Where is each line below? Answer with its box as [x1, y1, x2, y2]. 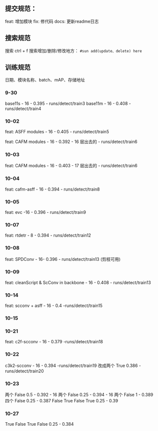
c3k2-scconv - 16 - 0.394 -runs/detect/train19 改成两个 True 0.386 [5, 363, 138, 368]
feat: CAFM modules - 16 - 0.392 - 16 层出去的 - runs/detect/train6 [5, 139, 138, 144]
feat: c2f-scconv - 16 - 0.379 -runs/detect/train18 [5, 339, 103, 345]
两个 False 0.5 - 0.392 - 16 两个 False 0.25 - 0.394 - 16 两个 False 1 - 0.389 [5, 392, 154, 398]
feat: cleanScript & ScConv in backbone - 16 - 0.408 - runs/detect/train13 [5, 279, 151, 285]
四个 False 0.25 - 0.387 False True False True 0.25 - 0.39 [5, 398, 118, 403]
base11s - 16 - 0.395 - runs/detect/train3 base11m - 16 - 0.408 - [5, 100, 131, 106]
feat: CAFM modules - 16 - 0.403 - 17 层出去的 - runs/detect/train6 [5, 163, 138, 169]
